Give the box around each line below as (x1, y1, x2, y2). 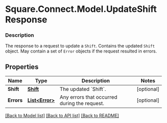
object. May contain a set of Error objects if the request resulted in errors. (5, 48, 157, 54)
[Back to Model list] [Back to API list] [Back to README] (5, 113, 119, 119)
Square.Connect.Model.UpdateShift (5, 3, 157, 15)
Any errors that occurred (59, 94, 118, 101)
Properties (5, 62, 39, 71)
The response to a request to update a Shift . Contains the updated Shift (5, 43, 155, 49)
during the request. (59, 100, 104, 107)
